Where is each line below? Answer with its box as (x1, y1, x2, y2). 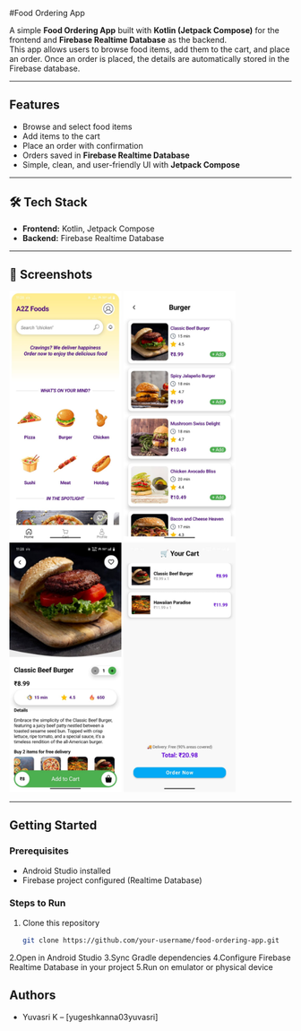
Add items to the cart (21, 130, 100, 142)
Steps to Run (9, 897, 66, 909)
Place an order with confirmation (21, 140, 143, 151)
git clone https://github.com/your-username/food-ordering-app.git (21, 936, 279, 945)
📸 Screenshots (9, 267, 93, 282)
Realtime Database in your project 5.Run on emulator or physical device (9, 961, 273, 972)
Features (9, 98, 60, 113)
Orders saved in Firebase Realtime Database (21, 150, 190, 160)
